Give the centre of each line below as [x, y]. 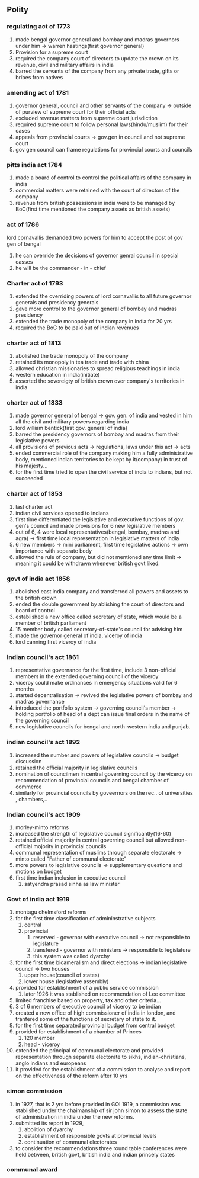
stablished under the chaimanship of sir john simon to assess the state [101, 1110]
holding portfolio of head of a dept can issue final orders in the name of [102, 714]
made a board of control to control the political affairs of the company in [103, 178]
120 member [39, 1038]
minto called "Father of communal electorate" [71, 859]
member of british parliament [51, 623]
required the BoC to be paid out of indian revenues [77, 328]
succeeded [29, 479]
